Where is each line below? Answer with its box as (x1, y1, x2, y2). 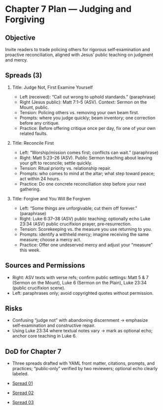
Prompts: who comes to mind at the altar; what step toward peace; (19, 170, 155, 176)
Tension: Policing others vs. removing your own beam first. (19, 109, 139, 115)
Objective (5, 33, 36, 42)
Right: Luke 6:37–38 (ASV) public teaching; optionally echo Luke (19, 216, 151, 221)
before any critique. (19, 120, 60, 126)
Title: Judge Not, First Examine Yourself (12, 84, 93, 90)
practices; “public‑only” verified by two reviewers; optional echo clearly (12, 366, 158, 372)
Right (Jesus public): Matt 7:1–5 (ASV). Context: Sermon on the (19, 99, 147, 105)
